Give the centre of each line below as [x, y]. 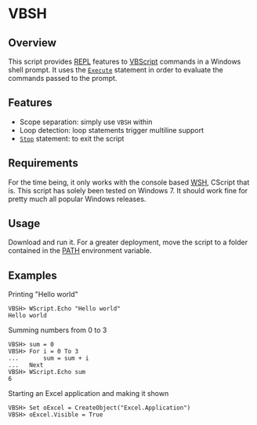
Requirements [43, 163]
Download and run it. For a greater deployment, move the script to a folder [128, 242]
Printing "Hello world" [43, 295]
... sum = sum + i [49, 358]
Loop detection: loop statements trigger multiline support [112, 130]
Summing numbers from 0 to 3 [58, 330]
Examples [33, 275]
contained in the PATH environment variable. [80, 251]
